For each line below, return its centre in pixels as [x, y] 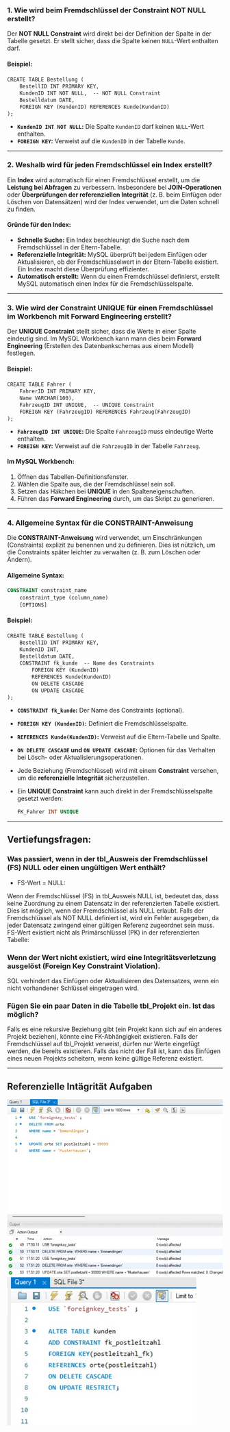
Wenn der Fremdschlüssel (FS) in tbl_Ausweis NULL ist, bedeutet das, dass [113, 896]
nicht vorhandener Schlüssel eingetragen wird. [73, 988]
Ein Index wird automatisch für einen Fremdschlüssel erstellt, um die [104, 180]
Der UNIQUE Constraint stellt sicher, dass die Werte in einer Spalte [102, 332]
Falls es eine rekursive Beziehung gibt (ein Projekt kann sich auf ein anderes [115, 1029]
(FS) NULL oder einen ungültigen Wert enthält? [87, 867]
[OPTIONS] [34, 605]
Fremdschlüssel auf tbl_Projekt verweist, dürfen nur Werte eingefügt [103, 1044]
